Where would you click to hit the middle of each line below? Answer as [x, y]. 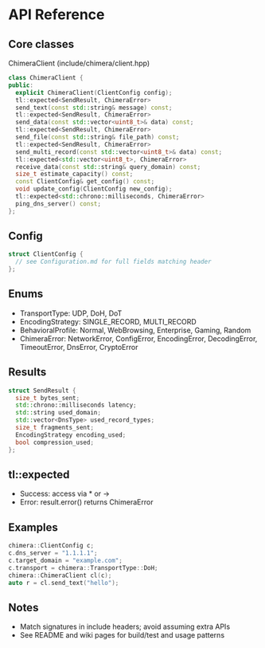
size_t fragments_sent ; [55, 428]
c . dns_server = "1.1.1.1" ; [53, 553]
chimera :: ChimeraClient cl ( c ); [60, 575]
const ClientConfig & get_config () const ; [85, 182]
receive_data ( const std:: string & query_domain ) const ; [108, 167]
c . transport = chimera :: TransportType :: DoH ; [83, 567]
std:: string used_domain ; [58, 413]
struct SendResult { [43, 391]
